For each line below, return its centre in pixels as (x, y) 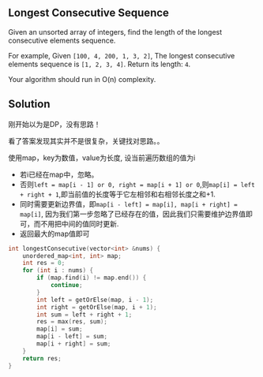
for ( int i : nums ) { (58, 271)
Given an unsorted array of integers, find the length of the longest (115, 32)
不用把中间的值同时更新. (80, 223)
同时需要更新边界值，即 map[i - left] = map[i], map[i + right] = (129, 203)
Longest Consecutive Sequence (89, 13)
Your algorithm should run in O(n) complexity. (82, 79)
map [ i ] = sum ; (60, 329)
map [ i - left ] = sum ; (72, 337)
